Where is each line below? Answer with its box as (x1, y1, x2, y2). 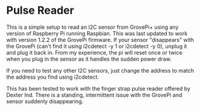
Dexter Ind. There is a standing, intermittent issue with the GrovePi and (6, 91, 182, 98)
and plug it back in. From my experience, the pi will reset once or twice (6, 49, 182, 56)
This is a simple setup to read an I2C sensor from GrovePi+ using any (6, 23, 179, 31)
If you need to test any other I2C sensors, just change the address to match (6, 67, 195, 74)
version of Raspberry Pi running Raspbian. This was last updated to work (6, 29, 188, 37)
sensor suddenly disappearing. (6, 97, 83, 105)
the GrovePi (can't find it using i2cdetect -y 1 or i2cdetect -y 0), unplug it (6, 43, 187, 50)
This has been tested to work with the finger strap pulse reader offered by (6, 85, 190, 92)
